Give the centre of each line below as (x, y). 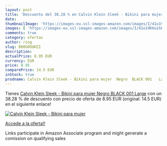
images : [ (15, 28)
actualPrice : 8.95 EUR (29, 56)
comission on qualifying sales (36, 138)
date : (11, 19)
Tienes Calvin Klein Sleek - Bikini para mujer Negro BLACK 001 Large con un (83, 93)
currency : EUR (20, 61)
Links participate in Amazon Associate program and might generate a (76, 133)
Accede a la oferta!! (25, 123)
